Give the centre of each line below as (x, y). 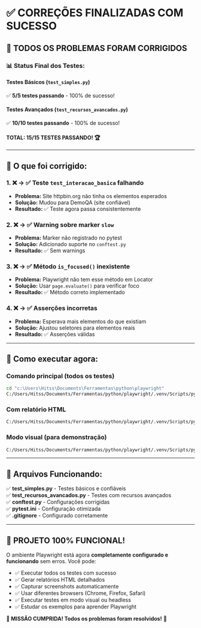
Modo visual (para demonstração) (57, 437)
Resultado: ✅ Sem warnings (50, 251)
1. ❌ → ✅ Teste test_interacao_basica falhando (75, 183)
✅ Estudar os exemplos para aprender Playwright (75, 607)
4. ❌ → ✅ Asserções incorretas (52, 308)
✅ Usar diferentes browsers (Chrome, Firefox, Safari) (80, 593)
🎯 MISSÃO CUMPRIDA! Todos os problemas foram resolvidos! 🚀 (87, 619)
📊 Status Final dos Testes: (45, 65)
